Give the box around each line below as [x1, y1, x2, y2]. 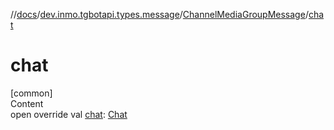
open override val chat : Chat [10, 108, 128, 120]
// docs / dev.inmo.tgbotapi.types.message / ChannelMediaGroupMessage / [10, 9, 309, 20]
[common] [10, 87, 53, 99]
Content [10, 97, 44, 109]
